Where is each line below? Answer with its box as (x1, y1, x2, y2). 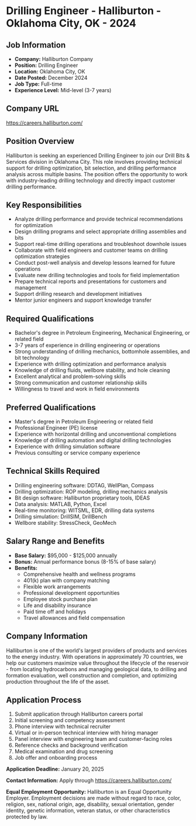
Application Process (6, 694, 82, 705)
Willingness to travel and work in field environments (14, 386, 139, 393)
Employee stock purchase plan (23, 595, 98, 602)
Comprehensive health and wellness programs (23, 571, 136, 578)
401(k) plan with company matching (23, 576, 110, 584)
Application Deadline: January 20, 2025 (6, 766, 104, 773)
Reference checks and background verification (14, 741, 128, 749)
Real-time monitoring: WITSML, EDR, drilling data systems (14, 507, 155, 514)
